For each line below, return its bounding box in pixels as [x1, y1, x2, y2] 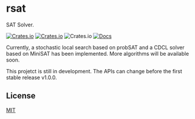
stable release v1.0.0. [6, 74, 58, 81]
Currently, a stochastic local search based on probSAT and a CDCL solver [6, 43, 185, 51]
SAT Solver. [6, 21, 34, 28]
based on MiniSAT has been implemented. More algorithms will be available [6, 50, 189, 57]
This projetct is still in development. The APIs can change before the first [6, 67, 182, 74]
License [6, 91, 36, 101]
